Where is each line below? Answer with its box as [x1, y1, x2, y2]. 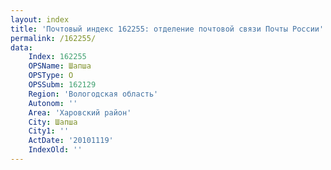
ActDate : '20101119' [28, 136, 114, 146]
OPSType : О [28, 71, 74, 81]
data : [10, 42, 33, 53]
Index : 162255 [28, 52, 87, 62]
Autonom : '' [28, 98, 78, 108]
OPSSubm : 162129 [28, 80, 97, 90]
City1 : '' [28, 126, 70, 136]
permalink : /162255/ [10, 33, 97, 43]
